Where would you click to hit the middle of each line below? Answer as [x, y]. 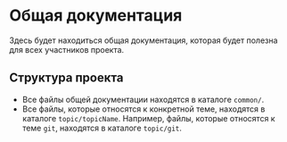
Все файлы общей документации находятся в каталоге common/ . [143, 99]
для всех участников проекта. [67, 49]
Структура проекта [66, 78]
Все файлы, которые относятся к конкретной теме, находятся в [143, 109]
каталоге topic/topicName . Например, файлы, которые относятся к [148, 118]
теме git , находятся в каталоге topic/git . [102, 128]
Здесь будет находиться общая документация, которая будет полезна [143, 40]
